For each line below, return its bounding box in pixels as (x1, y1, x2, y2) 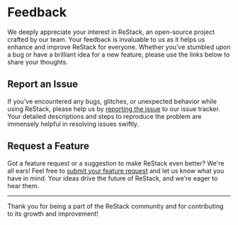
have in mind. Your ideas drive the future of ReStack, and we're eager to (7, 174, 218, 183)
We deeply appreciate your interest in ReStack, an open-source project (7, 28, 215, 36)
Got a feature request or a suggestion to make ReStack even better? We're (7, 158, 225, 167)
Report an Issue (7, 79, 79, 91)
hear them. (7, 181, 39, 190)
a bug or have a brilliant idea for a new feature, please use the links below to (7, 50, 230, 59)
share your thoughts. (7, 57, 69, 66)
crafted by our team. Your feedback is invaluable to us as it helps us (7, 35, 205, 43)
